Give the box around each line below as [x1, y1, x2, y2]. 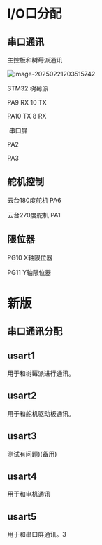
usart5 [7, 511, 37, 523]
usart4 [7, 471, 37, 483]
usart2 [7, 390, 37, 402]
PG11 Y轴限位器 [7, 268, 52, 276]
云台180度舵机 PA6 [7, 196, 61, 204]
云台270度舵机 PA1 [7, 210, 61, 219]
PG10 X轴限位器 [7, 253, 53, 262]
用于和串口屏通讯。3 [7, 530, 66, 539]
